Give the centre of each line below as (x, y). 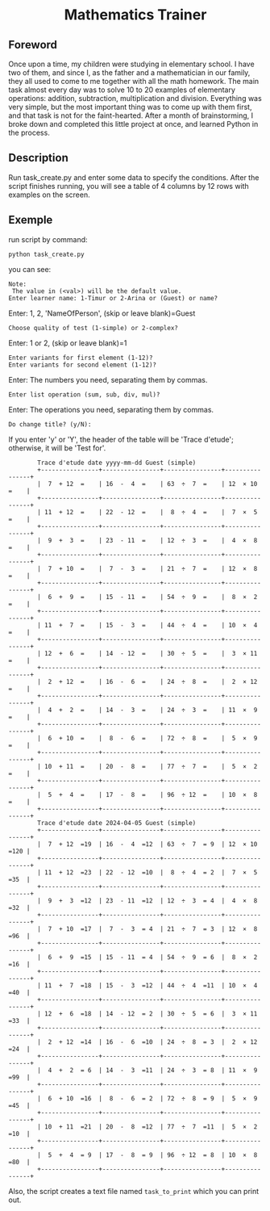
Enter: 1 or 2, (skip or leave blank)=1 (68, 343)
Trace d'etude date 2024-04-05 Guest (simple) (117, 823)
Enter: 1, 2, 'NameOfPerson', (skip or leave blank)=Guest (102, 313)
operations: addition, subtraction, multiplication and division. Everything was (135, 98)
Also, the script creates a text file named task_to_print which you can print (134, 1191)
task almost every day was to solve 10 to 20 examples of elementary (122, 90)
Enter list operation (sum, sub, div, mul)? (84, 394)
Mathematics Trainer (135, 15)
